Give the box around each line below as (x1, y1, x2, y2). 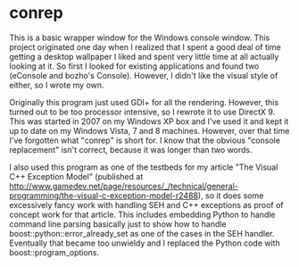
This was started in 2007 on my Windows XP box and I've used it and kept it (9, 115, 289, 127)
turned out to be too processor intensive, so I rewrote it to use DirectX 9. (9, 106, 276, 117)
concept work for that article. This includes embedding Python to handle (9, 209, 276, 220)
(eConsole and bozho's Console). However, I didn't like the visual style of (9, 70, 278, 80)
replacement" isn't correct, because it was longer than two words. (9, 144, 253, 154)
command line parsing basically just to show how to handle (9, 218, 227, 229)
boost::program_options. (9, 246, 100, 257)
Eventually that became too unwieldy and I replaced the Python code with (9, 238, 280, 248)
